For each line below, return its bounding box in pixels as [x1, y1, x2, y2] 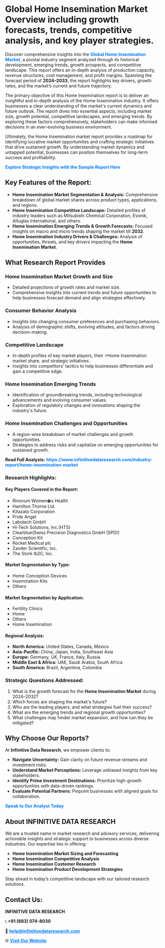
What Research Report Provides [5, 259, 106, 267]
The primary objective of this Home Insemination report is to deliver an [5, 92, 149, 98]
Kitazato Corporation [12, 508, 55, 515]
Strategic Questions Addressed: [5, 677, 84, 684]
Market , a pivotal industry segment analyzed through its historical [5, 56, 139, 62]
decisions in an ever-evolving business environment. [5, 124, 113, 129]
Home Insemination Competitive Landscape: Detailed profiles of [12, 207, 146, 213]
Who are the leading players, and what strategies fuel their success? [12, 704, 152, 710]
